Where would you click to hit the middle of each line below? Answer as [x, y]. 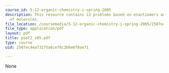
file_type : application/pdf [35, 29]
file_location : [21, 24]
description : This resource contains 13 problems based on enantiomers [82, 15]
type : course [19, 43]
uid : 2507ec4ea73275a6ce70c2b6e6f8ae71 [47, 47]
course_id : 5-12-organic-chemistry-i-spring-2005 [58, 10]
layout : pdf [18, 33]
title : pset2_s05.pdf [28, 38]
